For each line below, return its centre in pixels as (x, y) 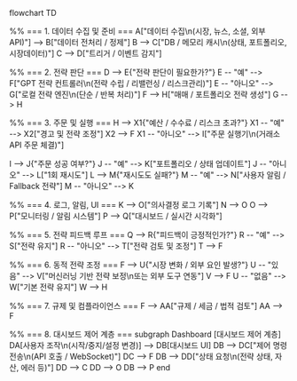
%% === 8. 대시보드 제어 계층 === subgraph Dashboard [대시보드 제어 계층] (145, 334)
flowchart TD (33, 13)
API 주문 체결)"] (37, 145)
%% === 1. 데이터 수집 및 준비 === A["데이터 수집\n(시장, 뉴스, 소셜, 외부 (137, 31)
